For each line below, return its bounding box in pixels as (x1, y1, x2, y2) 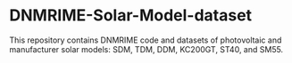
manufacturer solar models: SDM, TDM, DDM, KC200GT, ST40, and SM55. (9, 43, 284, 54)
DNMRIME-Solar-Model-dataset (9, 5, 253, 26)
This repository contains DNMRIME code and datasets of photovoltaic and (9, 35, 282, 45)
